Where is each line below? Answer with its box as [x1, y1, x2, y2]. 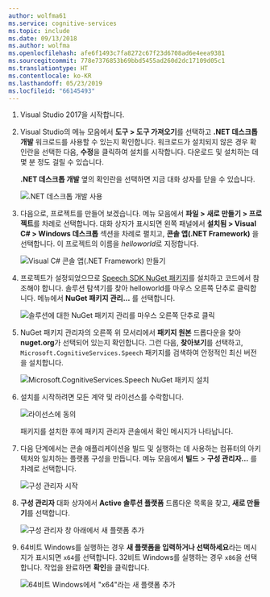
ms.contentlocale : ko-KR [8, 72, 92, 80]
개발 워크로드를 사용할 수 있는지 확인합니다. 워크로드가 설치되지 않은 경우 [19, 137, 248, 147]
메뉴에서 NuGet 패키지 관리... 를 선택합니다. [37, 294, 176, 303]
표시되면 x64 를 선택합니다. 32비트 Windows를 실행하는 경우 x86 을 [35, 553, 243, 562]
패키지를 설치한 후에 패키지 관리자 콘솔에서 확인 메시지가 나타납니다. [19, 427, 234, 436]
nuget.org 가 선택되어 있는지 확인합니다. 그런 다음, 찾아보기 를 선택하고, [19, 338, 243, 348]
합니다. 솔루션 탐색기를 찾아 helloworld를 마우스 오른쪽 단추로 [41, 283, 235, 293]
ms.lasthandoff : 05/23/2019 [8, 79, 103, 87]
